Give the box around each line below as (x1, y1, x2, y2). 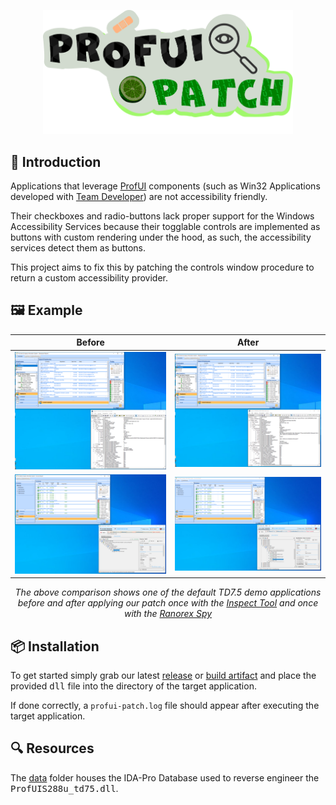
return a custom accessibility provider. (10, 272, 169, 284)
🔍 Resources (10, 740, 95, 757)
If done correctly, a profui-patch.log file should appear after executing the (10, 700, 320, 712)
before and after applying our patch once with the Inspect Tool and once (17, 597, 319, 609)
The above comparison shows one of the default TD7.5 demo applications (14, 586, 322, 599)
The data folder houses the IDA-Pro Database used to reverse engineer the (10, 771, 320, 784)
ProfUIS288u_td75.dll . (10, 782, 119, 794)
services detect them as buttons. (10, 242, 147, 254)
